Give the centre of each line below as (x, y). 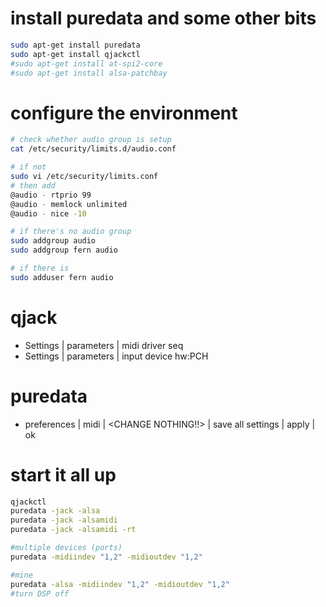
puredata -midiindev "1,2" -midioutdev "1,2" (106, 557)
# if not (28, 167)
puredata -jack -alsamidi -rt (73, 530)
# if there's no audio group (71, 232)
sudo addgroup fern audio (64, 250)
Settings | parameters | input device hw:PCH (116, 356)
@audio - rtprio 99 (51, 195)
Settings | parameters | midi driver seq (104, 345)
